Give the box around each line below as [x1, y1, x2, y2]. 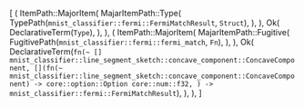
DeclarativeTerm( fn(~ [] [9, 46, 103, 57]
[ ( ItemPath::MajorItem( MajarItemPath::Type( [9, 8, 182, 18]
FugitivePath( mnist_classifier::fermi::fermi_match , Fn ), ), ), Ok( [9, 36, 255, 47]
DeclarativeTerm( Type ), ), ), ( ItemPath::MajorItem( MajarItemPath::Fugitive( [9, 27, 290, 37]
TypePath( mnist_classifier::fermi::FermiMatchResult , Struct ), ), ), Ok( [9, 17, 280, 28]
